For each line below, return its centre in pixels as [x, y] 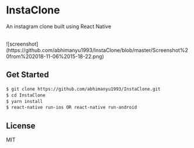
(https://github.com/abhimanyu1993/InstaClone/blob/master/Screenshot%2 [97, 50]
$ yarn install [25, 101]
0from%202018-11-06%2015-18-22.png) [55, 56]
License [21, 125]
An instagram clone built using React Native [59, 26]
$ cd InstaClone [26, 95]
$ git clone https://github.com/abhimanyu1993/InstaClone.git [83, 89]
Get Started [27, 75]
